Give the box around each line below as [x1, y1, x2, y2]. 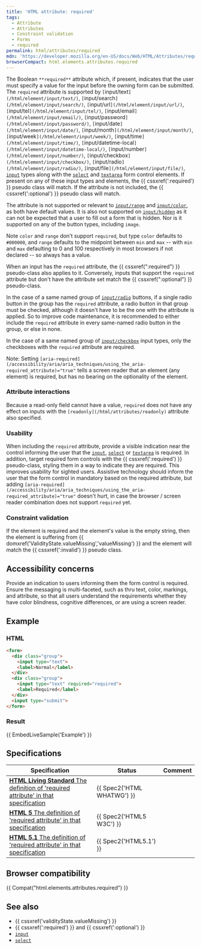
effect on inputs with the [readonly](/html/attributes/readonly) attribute [6, 408, 189, 415]
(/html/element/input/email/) [6, 114, 82, 120]
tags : [6, 14, 20, 20]
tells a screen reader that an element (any [77, 366, 180, 374]
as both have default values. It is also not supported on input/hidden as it [6, 208, 187, 215]
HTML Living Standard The [9, 776, 87, 784]
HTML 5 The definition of [9, 808, 81, 817]
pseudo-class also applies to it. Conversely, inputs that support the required [6, 269, 194, 276]
